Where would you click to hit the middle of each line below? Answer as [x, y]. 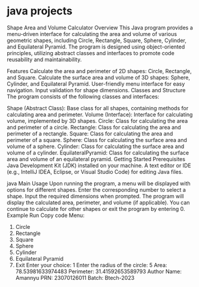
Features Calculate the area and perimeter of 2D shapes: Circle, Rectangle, [99, 71]
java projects [40, 11]
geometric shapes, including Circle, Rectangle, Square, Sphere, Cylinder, [97, 40]
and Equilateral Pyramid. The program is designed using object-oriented [96, 47]
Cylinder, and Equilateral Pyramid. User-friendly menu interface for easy [96, 84]
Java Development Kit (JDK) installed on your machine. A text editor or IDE [99, 165]
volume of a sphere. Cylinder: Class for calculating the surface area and [96, 146]
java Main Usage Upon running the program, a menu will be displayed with [99, 183]
